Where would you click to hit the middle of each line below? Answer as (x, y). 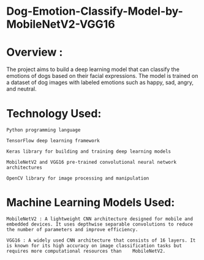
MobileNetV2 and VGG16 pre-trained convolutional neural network (91, 162)
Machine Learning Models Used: (91, 203)
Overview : (35, 52)
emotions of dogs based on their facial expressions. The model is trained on (102, 76)
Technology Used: (54, 114)
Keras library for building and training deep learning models (89, 151)
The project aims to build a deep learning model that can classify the (93, 69)
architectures (25, 168)
